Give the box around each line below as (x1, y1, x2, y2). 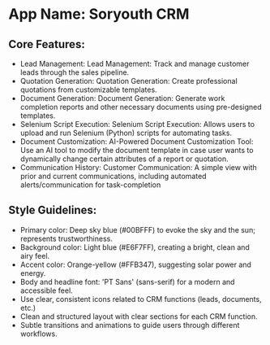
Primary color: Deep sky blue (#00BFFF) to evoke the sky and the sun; (19, 225, 255, 234)
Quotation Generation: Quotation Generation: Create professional (19, 76, 238, 85)
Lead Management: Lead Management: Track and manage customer (19, 59, 250, 68)
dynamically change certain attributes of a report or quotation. (19, 154, 229, 164)
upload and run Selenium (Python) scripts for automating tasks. (19, 128, 233, 138)
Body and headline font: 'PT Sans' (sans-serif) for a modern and (19, 277, 235, 286)
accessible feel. (19, 286, 73, 295)
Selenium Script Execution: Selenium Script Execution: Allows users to (19, 120, 255, 129)
